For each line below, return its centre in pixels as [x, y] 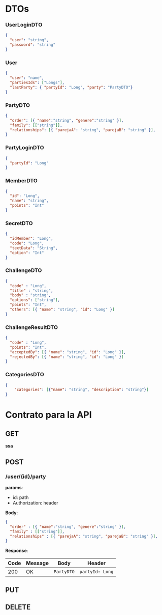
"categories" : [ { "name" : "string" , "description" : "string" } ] [82, 390]
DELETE [18, 607]
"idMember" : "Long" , [31, 239]
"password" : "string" [33, 45]
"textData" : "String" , [34, 248]
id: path [21, 497]
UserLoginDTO [24, 25]
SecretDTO [19, 223]
